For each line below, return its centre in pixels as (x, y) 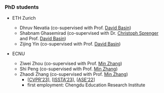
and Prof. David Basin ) (43, 38)
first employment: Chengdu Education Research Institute (86, 85)
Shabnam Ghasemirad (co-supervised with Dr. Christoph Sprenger (89, 33)
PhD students (22, 7)
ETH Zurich (24, 18)
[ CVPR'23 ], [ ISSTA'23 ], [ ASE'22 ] (61, 80)
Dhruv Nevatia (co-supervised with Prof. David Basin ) (75, 28)
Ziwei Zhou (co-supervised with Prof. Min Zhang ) (71, 64)
